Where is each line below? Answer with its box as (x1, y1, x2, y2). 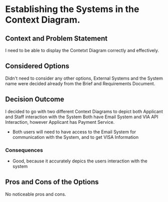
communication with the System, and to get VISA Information (12, 134, 139, 140)
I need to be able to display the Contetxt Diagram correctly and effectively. (5, 48, 159, 53)
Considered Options (5, 62, 69, 71)
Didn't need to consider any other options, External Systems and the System (5, 75, 163, 81)
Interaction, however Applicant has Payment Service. (5, 119, 115, 125)
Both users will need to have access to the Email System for (12, 129, 136, 135)
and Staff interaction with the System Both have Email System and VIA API (5, 114, 158, 120)
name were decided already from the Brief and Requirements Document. (5, 80, 155, 86)
